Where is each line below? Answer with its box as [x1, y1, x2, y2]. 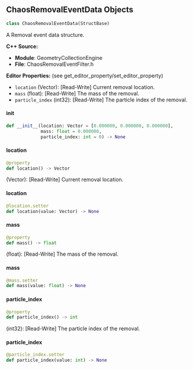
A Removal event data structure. [6, 31, 85, 38]
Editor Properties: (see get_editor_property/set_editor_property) [6, 72, 164, 79]
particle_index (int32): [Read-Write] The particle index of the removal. [14, 96, 188, 103]
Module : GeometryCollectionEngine [14, 54, 102, 61]
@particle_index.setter [6, 352, 65, 358]
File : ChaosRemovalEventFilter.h [14, 61, 94, 68]
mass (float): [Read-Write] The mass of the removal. [14, 90, 140, 97]
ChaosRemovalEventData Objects [6, 5, 134, 15]
